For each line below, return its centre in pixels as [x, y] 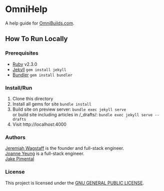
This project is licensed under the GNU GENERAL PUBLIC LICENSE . [74, 183]
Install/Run [19, 88]
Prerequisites [22, 53]
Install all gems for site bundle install [52, 104]
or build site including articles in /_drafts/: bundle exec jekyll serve [82, 114]
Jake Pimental [20, 159]
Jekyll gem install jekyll [39, 69]
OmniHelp [26, 9]
